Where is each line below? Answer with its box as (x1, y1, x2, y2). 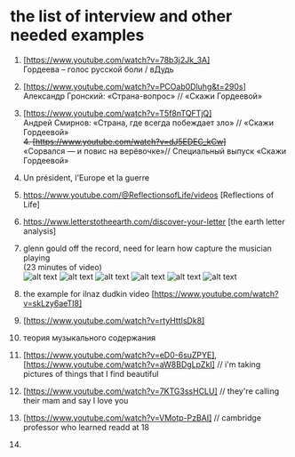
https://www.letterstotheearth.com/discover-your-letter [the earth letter (22, 216, 285, 227)
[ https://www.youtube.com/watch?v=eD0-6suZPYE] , (22, 349, 217, 360)
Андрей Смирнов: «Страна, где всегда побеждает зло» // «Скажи (22, 117, 275, 128)
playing (22, 252, 51, 263)
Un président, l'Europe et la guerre (22, 172, 150, 183)
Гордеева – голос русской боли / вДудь (22, 64, 174, 75)
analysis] (22, 225, 57, 237)
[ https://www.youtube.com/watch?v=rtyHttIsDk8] (22, 315, 205, 325)
